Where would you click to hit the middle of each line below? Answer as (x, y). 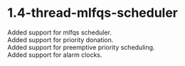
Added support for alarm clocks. (55, 55)
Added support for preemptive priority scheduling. (81, 47)
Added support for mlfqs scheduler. (60, 32)
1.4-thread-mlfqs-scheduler (93, 13)
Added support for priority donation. (60, 39)
